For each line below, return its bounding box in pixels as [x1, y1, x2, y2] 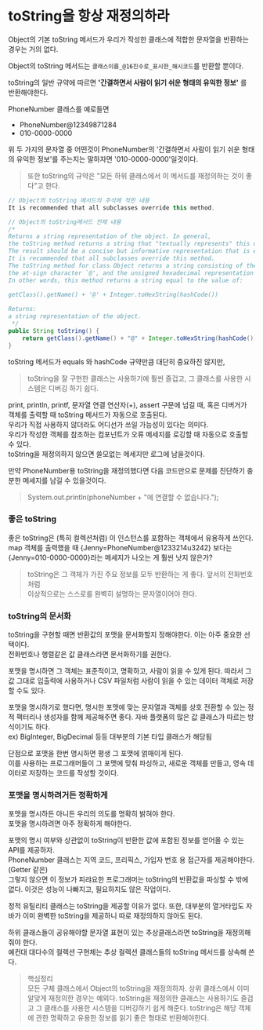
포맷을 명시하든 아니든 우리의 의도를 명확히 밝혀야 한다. [8, 809, 175, 819]
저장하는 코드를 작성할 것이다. [28, 769, 119, 778]
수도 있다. [16, 686, 46, 696]
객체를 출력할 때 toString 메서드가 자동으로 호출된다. [8, 410, 168, 419]
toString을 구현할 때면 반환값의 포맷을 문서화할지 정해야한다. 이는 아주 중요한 [8, 630, 243, 640]
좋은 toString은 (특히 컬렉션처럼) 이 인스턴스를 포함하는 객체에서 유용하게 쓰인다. [8, 533, 254, 542]
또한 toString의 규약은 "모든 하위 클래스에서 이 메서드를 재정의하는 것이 [27, 170, 244, 181]
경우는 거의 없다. [8, 44, 59, 53]
